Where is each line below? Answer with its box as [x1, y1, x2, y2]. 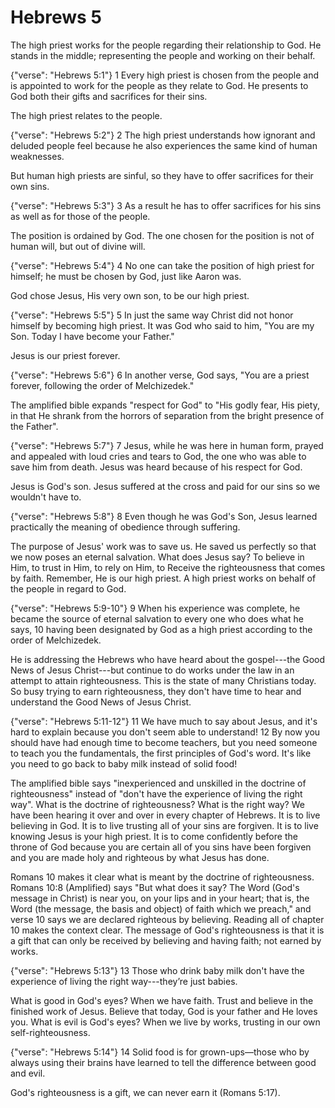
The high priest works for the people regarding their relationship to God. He [10, 39, 322, 51]
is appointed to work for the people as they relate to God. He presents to [10, 79, 309, 91]
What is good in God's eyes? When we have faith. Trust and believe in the [10, 994, 314, 1006]
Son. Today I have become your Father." [10, 330, 175, 342]
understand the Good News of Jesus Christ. [10, 696, 192, 708]
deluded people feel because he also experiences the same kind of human [10, 139, 318, 151]
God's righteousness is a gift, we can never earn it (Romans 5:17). [10, 1086, 281, 1098]
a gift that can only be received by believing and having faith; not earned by [10, 934, 322, 946]
